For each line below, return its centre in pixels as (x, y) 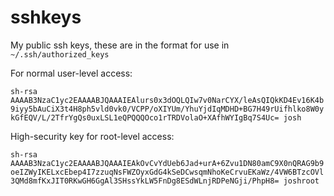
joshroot (301, 181)
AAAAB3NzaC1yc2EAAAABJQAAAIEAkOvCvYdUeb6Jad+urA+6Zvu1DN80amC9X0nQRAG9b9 (167, 163)
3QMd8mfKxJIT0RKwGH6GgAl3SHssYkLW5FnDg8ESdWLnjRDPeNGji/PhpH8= (145, 181)
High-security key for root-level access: (92, 136)
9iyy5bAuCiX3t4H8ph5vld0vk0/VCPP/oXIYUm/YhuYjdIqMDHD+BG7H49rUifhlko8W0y (167, 109)
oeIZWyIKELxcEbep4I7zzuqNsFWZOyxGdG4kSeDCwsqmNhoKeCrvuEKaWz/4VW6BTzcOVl (167, 172)
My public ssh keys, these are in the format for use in (120, 45)
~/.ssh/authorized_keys (60, 54)
